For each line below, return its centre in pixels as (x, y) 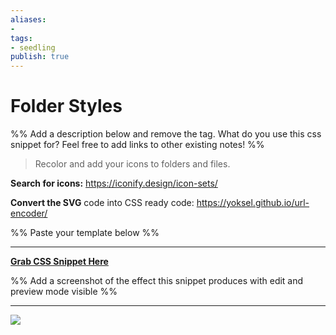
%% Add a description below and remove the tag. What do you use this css (166, 134)
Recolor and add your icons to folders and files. (132, 164)
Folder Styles (66, 106)
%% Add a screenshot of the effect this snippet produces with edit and (157, 281)
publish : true (40, 57)
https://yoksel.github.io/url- (253, 203)
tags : (21, 38)
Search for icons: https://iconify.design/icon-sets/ (114, 183)
